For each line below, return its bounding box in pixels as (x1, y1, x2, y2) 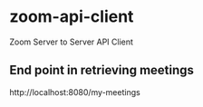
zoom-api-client (9, 6, 134, 27)
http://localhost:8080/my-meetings (9, 86, 140, 97)
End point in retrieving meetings (9, 63, 195, 78)
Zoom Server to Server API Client (9, 36, 134, 47)
